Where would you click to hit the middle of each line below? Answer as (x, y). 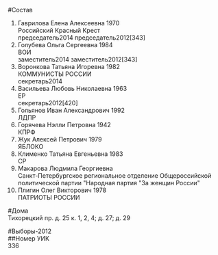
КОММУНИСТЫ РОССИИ (54, 74)
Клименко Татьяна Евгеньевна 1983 (70, 154)
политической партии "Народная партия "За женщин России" (109, 183)
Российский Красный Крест (59, 30)
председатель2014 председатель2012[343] (82, 38)
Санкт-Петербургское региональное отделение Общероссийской (114, 176)
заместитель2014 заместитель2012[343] (77, 59)
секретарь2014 (40, 81)
